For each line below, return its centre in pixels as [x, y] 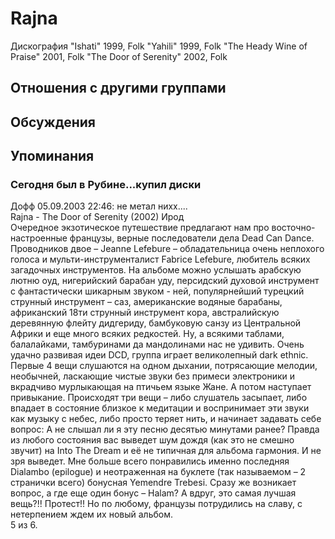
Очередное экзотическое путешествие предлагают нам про [140, 228]
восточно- [293, 228]
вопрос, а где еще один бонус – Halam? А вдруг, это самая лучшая [153, 493]
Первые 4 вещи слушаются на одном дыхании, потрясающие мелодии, [164, 366]
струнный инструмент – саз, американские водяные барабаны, [146, 302]
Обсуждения [53, 122]
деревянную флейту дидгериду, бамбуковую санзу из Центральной [156, 323]
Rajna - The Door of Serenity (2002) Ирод [97, 217]
